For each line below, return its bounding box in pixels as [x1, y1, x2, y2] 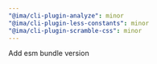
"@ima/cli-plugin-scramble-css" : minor [8, 26, 143, 34]
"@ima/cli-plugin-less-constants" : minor [8, 19, 150, 27]
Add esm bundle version [8, 49, 90, 58]
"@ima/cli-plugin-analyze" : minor [8, 11, 125, 20]
